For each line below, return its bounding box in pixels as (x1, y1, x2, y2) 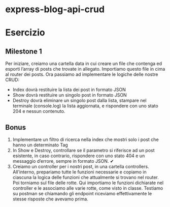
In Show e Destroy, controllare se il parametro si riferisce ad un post (12, 147, 155, 153)
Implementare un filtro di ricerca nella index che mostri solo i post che (12, 136, 159, 142)
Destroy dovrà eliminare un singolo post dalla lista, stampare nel (12, 98, 147, 104)
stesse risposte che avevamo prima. (12, 196, 89, 202)
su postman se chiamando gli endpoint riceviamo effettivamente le (12, 191, 152, 196)
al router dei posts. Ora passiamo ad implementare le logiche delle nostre (5, 71, 158, 77)
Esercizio (5, 27, 45, 39)
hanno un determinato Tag (12, 142, 69, 148)
